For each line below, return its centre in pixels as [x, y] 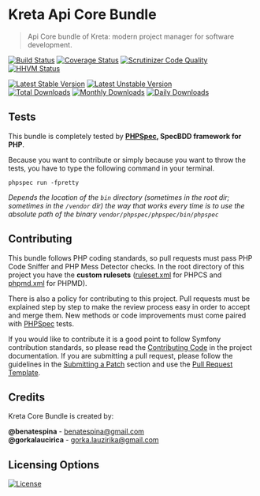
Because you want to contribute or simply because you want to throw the [127, 160]
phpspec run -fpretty [44, 182]
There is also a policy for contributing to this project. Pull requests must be [129, 299]
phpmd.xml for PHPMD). [48, 283]
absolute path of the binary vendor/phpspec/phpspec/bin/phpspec [113, 214]
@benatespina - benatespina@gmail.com [76, 431]
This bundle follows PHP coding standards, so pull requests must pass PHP [130, 257]
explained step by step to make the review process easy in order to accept [129, 306]
